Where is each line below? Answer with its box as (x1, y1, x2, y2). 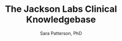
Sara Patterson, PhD (40, 30, 82, 36)
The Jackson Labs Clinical (5, 3, 117, 15)
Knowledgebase (26, 14, 96, 25)
